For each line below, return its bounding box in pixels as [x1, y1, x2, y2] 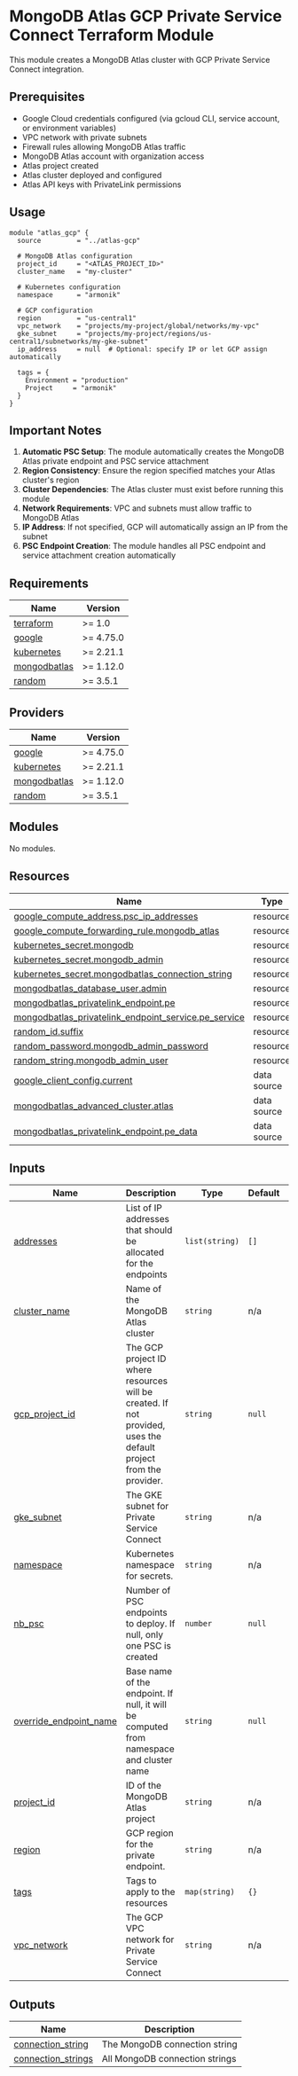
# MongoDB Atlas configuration [17, 251, 133, 261]
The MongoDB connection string [101, 2038, 238, 2050]
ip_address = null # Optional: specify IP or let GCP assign [17, 344, 268, 354]
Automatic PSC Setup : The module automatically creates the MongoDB [21, 446, 285, 458]
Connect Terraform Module [9, 25, 215, 45]
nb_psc [13, 1618, 44, 1630]
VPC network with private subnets [21, 131, 148, 143]
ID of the [125, 1780, 162, 1792]
